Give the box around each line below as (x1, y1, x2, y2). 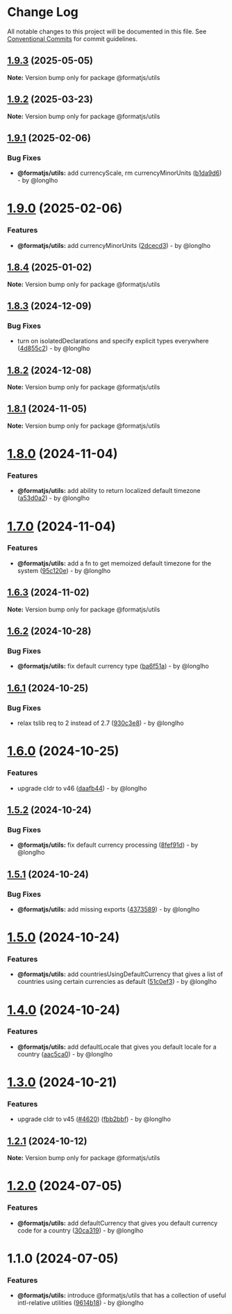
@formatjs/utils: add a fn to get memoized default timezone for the (17, 558, 212, 568)
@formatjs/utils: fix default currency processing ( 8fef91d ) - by (17, 840, 199, 850)
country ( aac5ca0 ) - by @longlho (17, 1049, 113, 1058)
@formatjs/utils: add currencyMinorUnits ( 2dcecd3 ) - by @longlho (17, 241, 210, 249)
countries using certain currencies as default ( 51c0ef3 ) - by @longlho (17, 978, 217, 986)
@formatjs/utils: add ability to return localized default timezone (17, 487, 201, 495)
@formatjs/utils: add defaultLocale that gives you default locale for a (17, 1042, 217, 1051)
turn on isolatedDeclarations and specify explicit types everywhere (17, 337, 209, 345)
